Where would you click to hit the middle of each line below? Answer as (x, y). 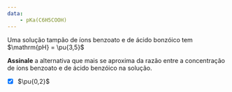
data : (15, 13)
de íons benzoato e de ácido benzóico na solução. (80, 68)
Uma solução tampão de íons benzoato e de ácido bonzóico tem (100, 39)
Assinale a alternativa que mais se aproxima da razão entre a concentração (116, 60)
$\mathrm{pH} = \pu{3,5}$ (46, 47)
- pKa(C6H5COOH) (44, 20)
